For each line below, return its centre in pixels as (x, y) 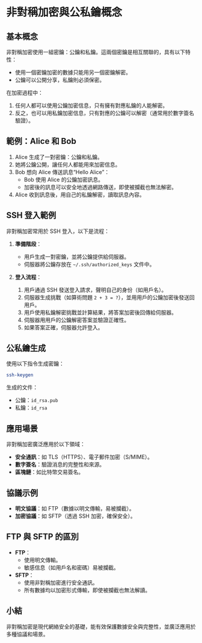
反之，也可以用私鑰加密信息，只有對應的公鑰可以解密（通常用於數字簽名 (104, 113)
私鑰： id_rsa (31, 408)
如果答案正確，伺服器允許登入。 (63, 327)
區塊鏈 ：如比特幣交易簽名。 (49, 472)
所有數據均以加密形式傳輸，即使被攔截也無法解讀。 (87, 590)
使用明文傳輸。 (42, 560)
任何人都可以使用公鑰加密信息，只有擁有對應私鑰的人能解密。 (91, 105)
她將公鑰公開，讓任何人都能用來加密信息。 (68, 164)
